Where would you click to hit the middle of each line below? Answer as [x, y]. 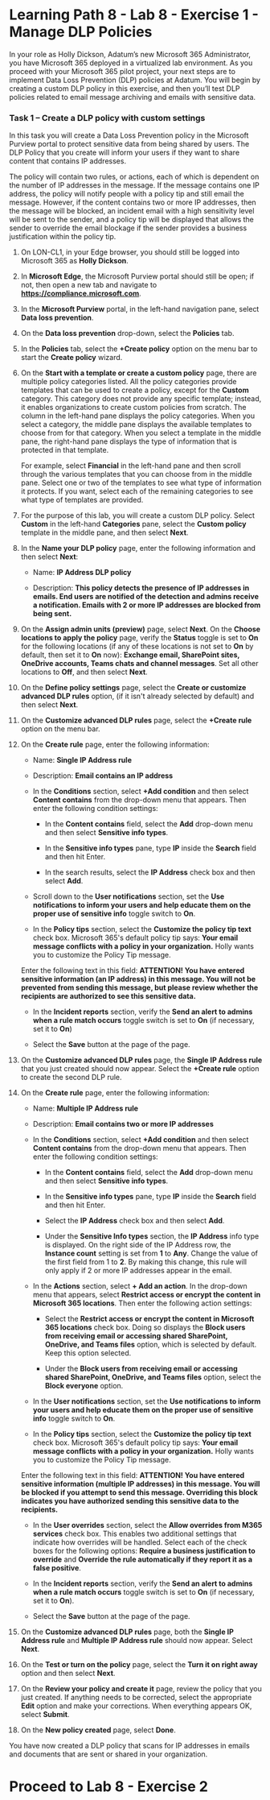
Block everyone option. [84, 1386]
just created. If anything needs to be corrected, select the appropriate [136, 1698]
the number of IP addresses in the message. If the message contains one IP [134, 185]
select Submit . [45, 1715]
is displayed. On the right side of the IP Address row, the [138, 1245]
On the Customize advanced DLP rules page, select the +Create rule [136, 720]
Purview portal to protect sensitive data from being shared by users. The [129, 144]
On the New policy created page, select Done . [98, 1730]
